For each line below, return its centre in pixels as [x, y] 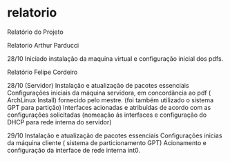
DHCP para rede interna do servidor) [59, 122]
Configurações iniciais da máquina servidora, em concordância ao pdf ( [109, 93]
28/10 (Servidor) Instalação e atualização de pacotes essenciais [98, 85]
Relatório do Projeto [35, 32]
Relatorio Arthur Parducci [43, 45]
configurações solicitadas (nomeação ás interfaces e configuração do [107, 115]
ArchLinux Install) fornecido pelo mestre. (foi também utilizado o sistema [111, 100]
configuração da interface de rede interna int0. [74, 150]
